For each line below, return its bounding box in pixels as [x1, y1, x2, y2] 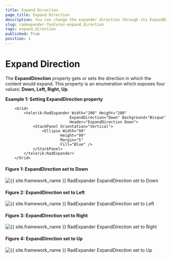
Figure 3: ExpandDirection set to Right [5, 212, 88, 219]
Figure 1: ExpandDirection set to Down [5, 166, 88, 172]
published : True [5, 31, 40, 36]
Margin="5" [60, 137, 83, 143]
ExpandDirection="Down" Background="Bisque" [69, 115, 166, 120]
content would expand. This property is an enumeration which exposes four [5, 81, 165, 87]
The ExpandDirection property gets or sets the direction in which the [5, 75, 152, 81]
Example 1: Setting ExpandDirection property [5, 96, 103, 102]
